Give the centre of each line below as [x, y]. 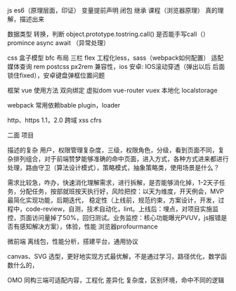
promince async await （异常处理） [59, 43]
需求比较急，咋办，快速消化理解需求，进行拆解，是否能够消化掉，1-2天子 [113, 182]
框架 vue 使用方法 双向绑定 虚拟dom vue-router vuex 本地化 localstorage [112, 90]
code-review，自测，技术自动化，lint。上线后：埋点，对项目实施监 [122, 209]
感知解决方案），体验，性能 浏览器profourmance [88, 226]
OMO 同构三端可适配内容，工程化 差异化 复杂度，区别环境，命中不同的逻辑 [116, 280]
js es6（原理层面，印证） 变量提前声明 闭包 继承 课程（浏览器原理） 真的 [112, 10]
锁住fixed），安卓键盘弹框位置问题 [56, 75]
